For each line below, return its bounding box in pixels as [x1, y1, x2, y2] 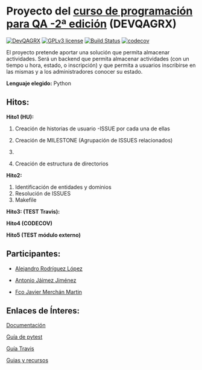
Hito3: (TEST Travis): [6, 208, 60, 215]
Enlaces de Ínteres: [6, 305, 80, 316]
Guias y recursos [6, 357, 49, 364]
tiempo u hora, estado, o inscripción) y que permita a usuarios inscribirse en [6, 62, 196, 69]
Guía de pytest [6, 333, 43, 340]
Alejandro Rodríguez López [14, 264, 83, 272]
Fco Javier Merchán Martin [14, 288, 83, 295]
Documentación [6, 322, 46, 329]
